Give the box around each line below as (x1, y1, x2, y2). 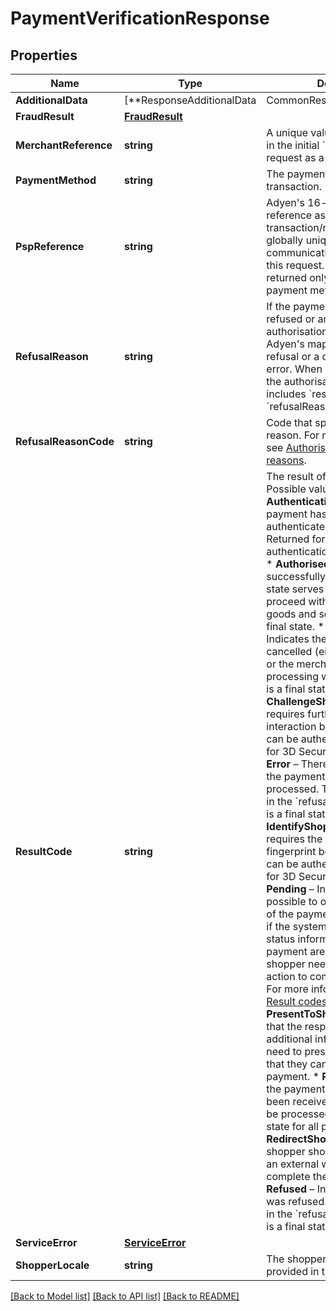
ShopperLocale (15, 1258, 90, 1272)
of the (266, 907, 295, 921)
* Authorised (266, 557, 331, 571)
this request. (266, 258, 325, 272)
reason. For (266, 428, 320, 442)
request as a (266, 151, 325, 164)
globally (266, 233, 304, 247)
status (266, 932, 296, 946)
